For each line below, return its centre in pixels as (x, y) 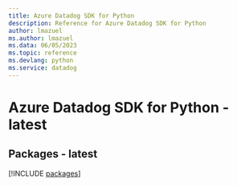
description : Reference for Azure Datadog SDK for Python (107, 23)
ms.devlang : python (41, 61)
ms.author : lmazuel (41, 38)
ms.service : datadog (43, 68)
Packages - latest (53, 154)
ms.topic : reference (43, 53)
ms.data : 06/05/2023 (43, 46)
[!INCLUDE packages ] (45, 173)
